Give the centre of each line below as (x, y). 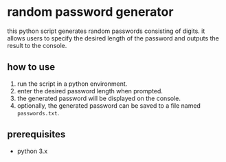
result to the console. (37, 45)
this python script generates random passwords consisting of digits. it (106, 31)
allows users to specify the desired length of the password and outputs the (113, 38)
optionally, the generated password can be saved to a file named (109, 105)
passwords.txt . (38, 113)
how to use (31, 67)
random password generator (90, 12)
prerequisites (36, 135)
